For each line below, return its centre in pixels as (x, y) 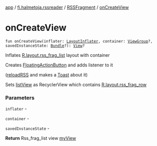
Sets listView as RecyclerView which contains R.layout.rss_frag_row (76, 84)
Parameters (20, 97)
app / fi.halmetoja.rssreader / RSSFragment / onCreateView (67, 7)
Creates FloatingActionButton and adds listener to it (59, 65)
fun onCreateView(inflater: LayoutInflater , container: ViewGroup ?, (79, 41)
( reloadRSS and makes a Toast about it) (46, 75)
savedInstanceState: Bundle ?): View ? (45, 46)
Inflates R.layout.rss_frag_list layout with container (58, 55)
